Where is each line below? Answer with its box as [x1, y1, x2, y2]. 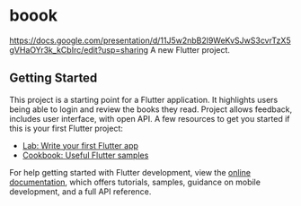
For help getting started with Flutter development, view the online [9, 167, 252, 177]
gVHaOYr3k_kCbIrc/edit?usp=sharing [9, 44, 149, 55]
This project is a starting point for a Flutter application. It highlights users [9, 94, 279, 105]
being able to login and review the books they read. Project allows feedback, [9, 104, 293, 115]
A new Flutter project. [149, 44, 231, 55]
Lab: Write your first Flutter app [22, 140, 139, 150]
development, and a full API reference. [9, 185, 152, 197]
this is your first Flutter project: [9, 123, 124, 133]
